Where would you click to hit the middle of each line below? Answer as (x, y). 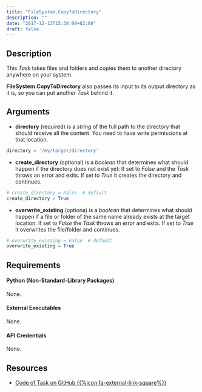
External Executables (34, 308)
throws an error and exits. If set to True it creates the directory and (98, 175)
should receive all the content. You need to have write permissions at (101, 133)
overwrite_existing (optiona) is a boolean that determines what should (103, 210)
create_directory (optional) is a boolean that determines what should (102, 162)
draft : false (23, 29)
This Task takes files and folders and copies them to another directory (94, 68)
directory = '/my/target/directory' (52, 150)
